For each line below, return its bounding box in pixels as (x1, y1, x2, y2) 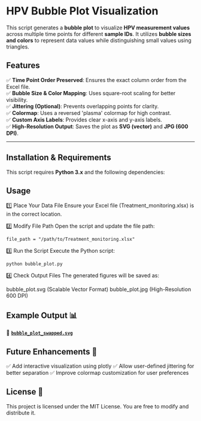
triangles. (6, 43, 30, 50)
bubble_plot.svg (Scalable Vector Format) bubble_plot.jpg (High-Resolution (6, 286, 191, 293)
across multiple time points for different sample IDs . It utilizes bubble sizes (6, 30, 191, 37)
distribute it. (6, 409, 36, 416)
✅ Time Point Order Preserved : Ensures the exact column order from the (6, 76, 187, 83)
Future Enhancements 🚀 (6, 346, 98, 357)
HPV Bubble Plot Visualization (6, 4, 159, 18)
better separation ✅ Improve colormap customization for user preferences (6, 369, 189, 376)
